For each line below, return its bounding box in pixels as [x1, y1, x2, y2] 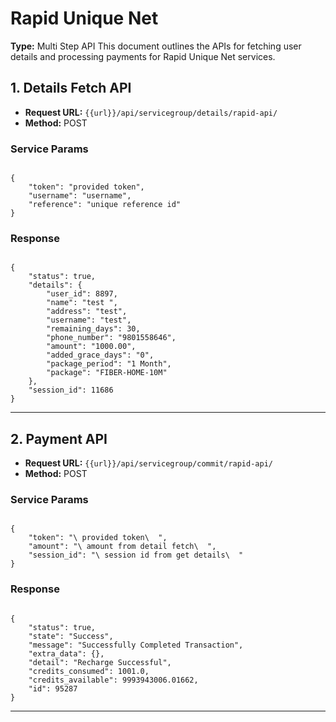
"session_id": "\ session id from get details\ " [28, 550, 244, 561]
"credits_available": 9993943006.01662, [28, 675, 199, 685]
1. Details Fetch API [10, 80, 132, 97]
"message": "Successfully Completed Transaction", [28, 640, 244, 650]
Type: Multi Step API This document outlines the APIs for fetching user [10, 40, 302, 52]
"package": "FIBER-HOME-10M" [46, 368, 168, 378]
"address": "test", [46, 307, 128, 317]
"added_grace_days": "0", [46, 350, 155, 361]
